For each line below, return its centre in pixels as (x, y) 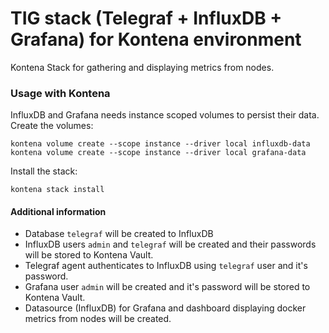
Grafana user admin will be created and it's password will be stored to (167, 287)
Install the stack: (44, 171)
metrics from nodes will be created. (98, 319)
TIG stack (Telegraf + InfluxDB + (146, 18)
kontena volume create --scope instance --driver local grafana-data (158, 153)
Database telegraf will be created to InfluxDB (119, 234)
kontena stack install (57, 190)
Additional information (58, 211)
